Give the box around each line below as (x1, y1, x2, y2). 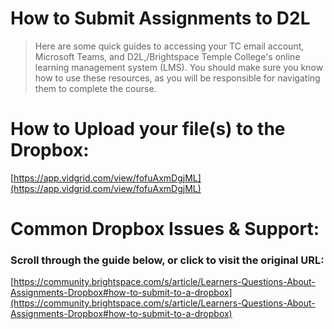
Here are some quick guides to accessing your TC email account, (34, 40, 305, 52)
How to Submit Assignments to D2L (10, 7, 311, 30)
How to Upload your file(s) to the (10, 118, 286, 141)
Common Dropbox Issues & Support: (10, 218, 320, 241)
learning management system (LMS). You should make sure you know (34, 61, 324, 73)
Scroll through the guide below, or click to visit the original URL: (10, 253, 325, 267)
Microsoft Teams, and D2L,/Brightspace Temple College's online (34, 50, 301, 62)
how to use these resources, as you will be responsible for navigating (34, 72, 321, 84)
